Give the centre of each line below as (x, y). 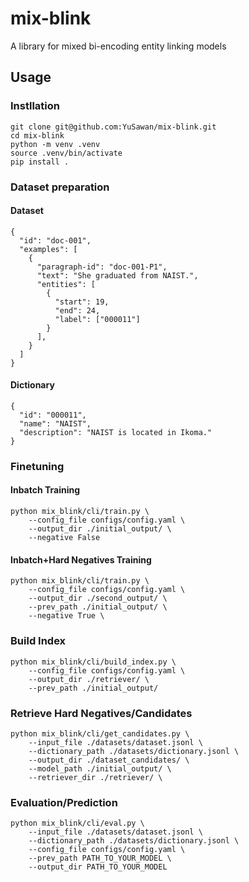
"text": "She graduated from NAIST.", (117, 275)
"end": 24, (77, 310)
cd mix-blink (37, 135)
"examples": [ (48, 249)
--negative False (64, 538)
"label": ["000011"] (97, 319)
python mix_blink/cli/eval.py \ (77, 823)
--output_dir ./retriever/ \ (89, 679)
